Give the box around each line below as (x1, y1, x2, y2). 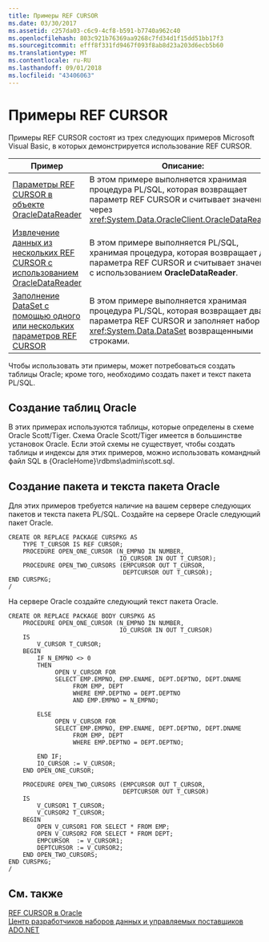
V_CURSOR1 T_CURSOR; (37, 802, 106, 810)
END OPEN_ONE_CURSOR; (22, 767, 94, 775)
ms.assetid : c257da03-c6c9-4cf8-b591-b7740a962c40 (8, 26, 181, 35)
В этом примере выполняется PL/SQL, (89, 237, 239, 248)
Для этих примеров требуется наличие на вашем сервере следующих (8, 501, 251, 510)
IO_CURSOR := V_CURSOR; (37, 760, 116, 768)
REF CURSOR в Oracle (8, 908, 82, 917)
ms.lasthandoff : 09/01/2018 (8, 64, 102, 72)
